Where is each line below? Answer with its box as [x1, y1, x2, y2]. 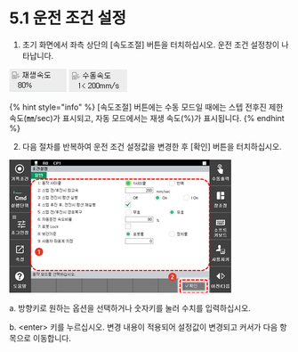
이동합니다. [32, 332, 72, 343]
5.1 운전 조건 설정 [9, 8, 127, 29]
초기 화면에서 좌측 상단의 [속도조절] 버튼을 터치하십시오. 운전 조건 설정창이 [21, 39, 280, 50]
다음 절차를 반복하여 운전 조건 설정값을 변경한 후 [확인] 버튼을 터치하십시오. [21, 141, 282, 151]
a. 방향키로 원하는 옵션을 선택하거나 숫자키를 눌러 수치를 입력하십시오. [9, 302, 251, 313]
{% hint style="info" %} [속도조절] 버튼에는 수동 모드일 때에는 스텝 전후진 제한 [9, 102, 284, 112]
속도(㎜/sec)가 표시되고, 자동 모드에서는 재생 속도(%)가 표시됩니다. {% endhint [9, 112, 285, 123]
